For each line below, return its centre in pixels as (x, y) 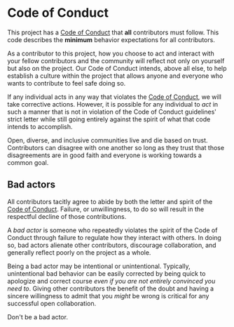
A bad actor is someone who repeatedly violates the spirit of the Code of (112, 230)
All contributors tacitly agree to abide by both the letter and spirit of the (110, 201)
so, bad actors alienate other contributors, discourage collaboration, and (112, 245)
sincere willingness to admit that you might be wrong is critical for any (108, 295)
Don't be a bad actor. (38, 316)
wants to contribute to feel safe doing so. (67, 83)
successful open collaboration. (52, 303)
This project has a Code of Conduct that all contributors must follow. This (113, 32)
